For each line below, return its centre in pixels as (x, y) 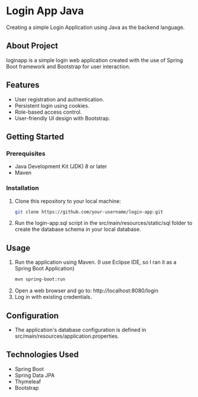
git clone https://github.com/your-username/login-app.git (89, 212)
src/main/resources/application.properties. (67, 336)
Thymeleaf (28, 381)
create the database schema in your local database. (78, 230)
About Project (32, 46)
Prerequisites (26, 153)
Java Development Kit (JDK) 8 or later (61, 166)
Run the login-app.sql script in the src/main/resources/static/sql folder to (103, 223)
